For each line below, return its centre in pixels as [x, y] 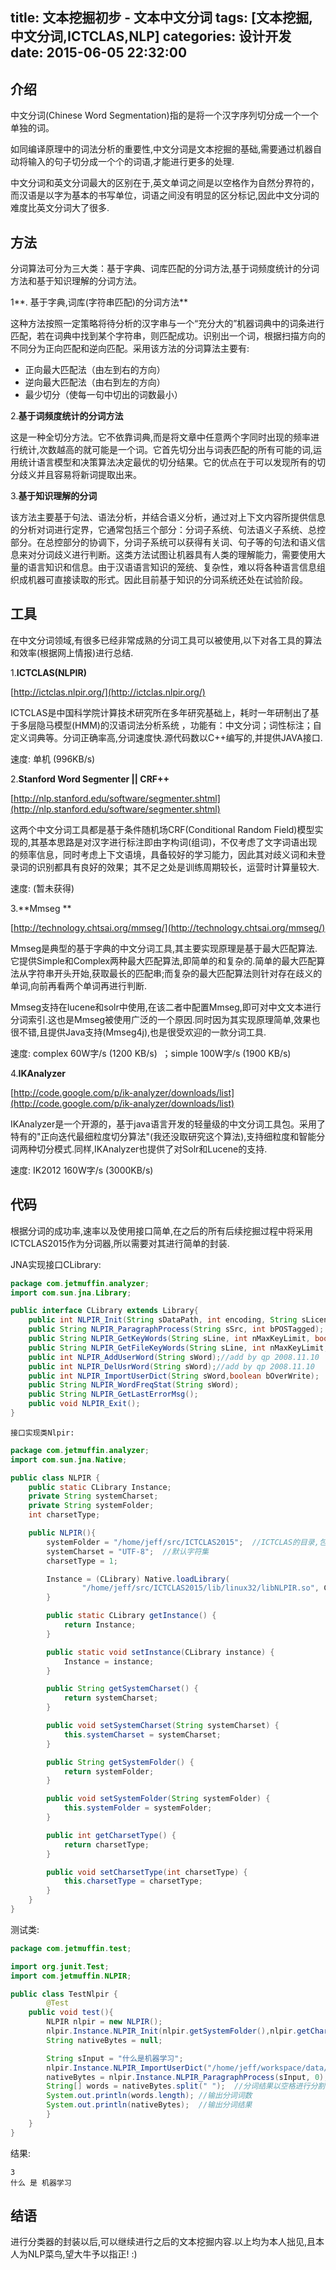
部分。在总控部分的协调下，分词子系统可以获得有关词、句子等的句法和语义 [163, 542]
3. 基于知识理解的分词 [54, 496]
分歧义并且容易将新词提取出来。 [76, 475]
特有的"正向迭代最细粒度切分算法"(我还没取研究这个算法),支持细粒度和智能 [163, 1136]
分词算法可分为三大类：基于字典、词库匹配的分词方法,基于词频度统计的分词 [165, 269]
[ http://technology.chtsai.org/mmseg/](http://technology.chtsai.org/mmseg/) [168, 927]
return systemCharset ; [111, 1698]
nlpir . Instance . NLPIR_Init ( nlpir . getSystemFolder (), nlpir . [172, 2031]
